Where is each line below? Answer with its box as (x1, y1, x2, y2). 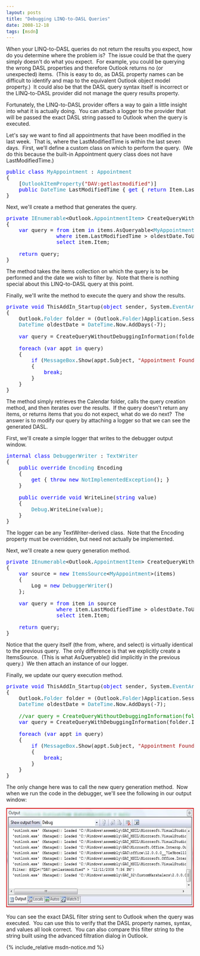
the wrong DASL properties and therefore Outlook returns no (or (6, 64, 164, 71)
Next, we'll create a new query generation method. (6, 547, 131, 554)
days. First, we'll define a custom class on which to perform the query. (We (6, 145, 193, 152)
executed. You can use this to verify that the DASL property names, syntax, (6, 920, 192, 927)
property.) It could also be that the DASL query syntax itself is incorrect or (6, 83, 189, 90)
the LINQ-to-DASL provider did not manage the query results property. (6, 90, 180, 97)
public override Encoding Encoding (18, 465, 123, 471)
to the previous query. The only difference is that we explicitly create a (6, 647, 180, 654)
